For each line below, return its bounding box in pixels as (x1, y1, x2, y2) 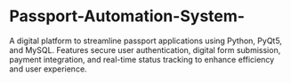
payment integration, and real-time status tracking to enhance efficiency (9, 54, 275, 64)
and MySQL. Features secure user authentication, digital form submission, (9, 44, 281, 55)
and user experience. (9, 64, 87, 74)
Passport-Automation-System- (9, 6, 246, 26)
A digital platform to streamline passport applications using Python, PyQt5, (9, 35, 283, 46)
